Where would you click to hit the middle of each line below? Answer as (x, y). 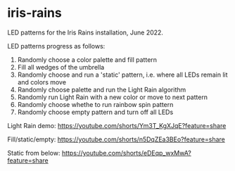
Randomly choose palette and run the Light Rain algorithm (102, 89)
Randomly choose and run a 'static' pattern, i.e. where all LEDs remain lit (122, 75)
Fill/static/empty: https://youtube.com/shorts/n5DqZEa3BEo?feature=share (116, 139)
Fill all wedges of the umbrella (61, 67)
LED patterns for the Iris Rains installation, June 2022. (85, 32)
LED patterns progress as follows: (56, 46)
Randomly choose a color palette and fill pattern (87, 59)
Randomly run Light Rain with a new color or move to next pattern (113, 97)
